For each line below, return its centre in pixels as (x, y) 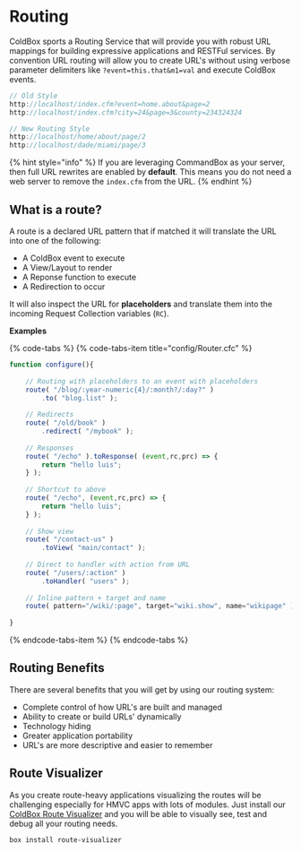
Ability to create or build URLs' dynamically (102, 716)
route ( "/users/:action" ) (76, 572)
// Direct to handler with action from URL (108, 564)
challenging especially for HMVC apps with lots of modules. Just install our (147, 805)
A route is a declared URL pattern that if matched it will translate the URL (143, 231)
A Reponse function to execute (79, 277)
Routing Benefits (57, 668)
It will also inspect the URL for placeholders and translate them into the (141, 304)
